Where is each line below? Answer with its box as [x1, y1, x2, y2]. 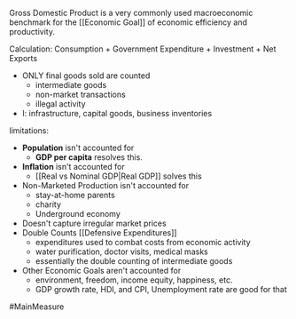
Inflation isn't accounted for [21, 162, 126, 171]
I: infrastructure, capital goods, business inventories [21, 108, 213, 118]
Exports [9, 53, 38, 63]
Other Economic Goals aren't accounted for [21, 266, 182, 275]
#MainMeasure [9, 301, 65, 312]
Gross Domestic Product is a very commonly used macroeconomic [9, 8, 253, 18]
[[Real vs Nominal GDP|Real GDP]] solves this [35, 171, 202, 181]
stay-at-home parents [35, 190, 115, 200]
